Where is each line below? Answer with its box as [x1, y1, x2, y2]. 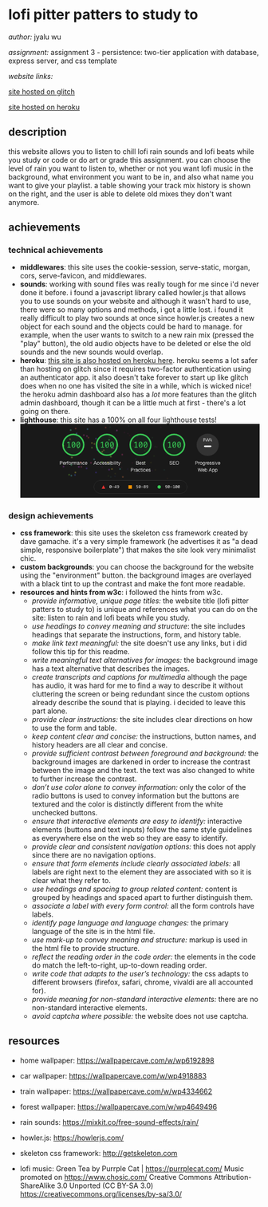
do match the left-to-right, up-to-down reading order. [31, 960, 207, 970]
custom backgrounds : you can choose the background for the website [19, 562, 254, 572]
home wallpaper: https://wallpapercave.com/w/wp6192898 [19, 1055, 215, 1065]
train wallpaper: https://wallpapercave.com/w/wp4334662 [19, 1087, 213, 1096]
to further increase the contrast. [31, 774, 137, 783]
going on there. [19, 407, 70, 416]
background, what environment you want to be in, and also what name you [8, 172, 254, 181]
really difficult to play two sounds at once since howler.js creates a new [19, 314, 255, 323]
